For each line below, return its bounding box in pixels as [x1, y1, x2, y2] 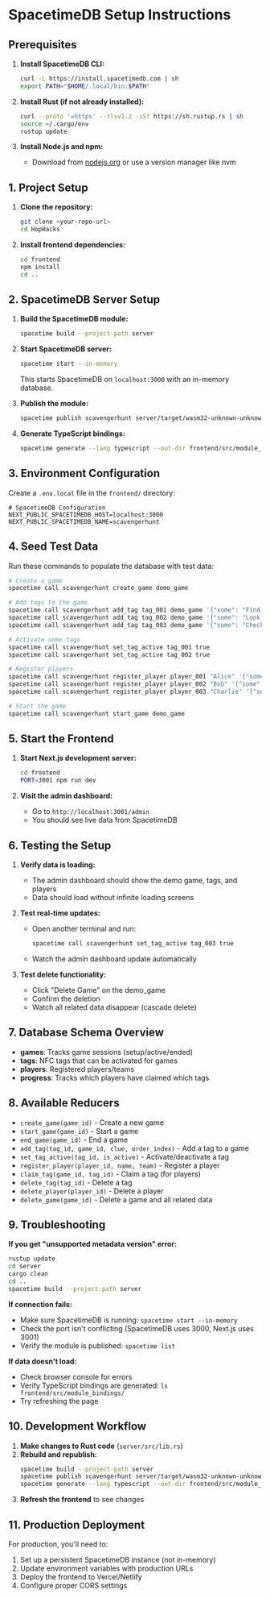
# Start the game [8, 702, 67, 710]
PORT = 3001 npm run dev [19, 776, 96, 785]
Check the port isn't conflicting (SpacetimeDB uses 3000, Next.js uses [19, 1323, 255, 1333]
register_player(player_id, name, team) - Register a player [19, 1160, 220, 1170]
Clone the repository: [19, 202, 93, 212]
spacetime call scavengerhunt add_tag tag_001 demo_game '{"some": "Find [8, 606, 261, 614]
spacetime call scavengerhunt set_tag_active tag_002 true [8, 650, 211, 658]
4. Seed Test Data [8, 540, 99, 554]
